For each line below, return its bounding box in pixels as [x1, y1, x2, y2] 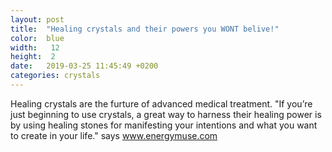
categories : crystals [10, 71, 101, 81]
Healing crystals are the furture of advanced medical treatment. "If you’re [10, 97, 313, 110]
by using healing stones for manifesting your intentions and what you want [10, 119, 318, 131]
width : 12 [10, 42, 60, 53]
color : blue [10, 33, 65, 43]
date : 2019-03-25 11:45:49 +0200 [10, 61, 159, 71]
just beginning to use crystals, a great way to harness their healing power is [10, 108, 322, 120]
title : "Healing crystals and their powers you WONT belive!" [10, 24, 280, 34]
